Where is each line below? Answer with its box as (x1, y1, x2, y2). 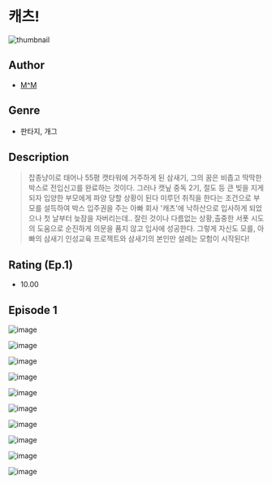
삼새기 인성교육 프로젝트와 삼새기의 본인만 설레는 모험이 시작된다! (43, 233, 250, 244)
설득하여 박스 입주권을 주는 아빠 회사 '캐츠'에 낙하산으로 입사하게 (43, 203, 248, 213)
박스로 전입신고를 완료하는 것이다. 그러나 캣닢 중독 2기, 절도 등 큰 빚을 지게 (28, 183, 264, 193)
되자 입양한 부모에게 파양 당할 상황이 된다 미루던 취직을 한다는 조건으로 (28, 193, 252, 203)
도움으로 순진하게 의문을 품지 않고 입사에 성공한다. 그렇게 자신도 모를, (37, 224, 256, 233)
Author (8, 59, 45, 72)
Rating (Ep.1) (8, 258, 73, 272)
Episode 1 (8, 303, 58, 317)
